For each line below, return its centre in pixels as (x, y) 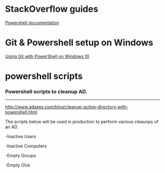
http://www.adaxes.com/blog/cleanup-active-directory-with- (67, 107)
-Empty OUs (18, 165)
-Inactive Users (21, 137)
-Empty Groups (21, 156)
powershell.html (21, 112)
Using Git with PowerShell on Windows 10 (47, 56)
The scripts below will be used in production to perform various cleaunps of (82, 122)
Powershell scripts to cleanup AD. (46, 91)
